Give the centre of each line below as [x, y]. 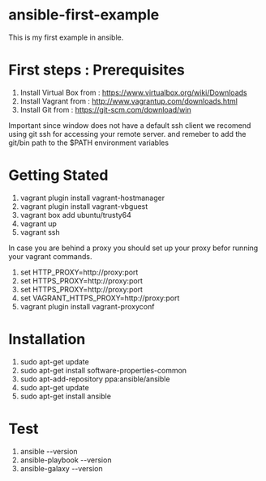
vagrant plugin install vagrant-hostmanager [92, 198]
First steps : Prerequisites [97, 70]
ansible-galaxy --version [61, 468]
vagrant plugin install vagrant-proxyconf [87, 306]
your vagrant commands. [50, 256]
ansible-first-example [84, 15]
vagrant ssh [40, 232]
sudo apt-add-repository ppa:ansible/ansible [95, 379]
